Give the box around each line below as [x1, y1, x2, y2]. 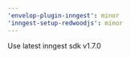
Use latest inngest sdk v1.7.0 [7, 41, 101, 50]
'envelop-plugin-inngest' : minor [7, 11, 120, 20]
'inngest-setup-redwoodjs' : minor [7, 19, 124, 27]
